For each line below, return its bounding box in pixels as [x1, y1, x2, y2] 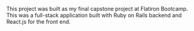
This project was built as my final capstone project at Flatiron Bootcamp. [6, 5, 189, 12]
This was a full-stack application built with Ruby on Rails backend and [6, 12, 182, 19]
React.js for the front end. [6, 18, 71, 25]
